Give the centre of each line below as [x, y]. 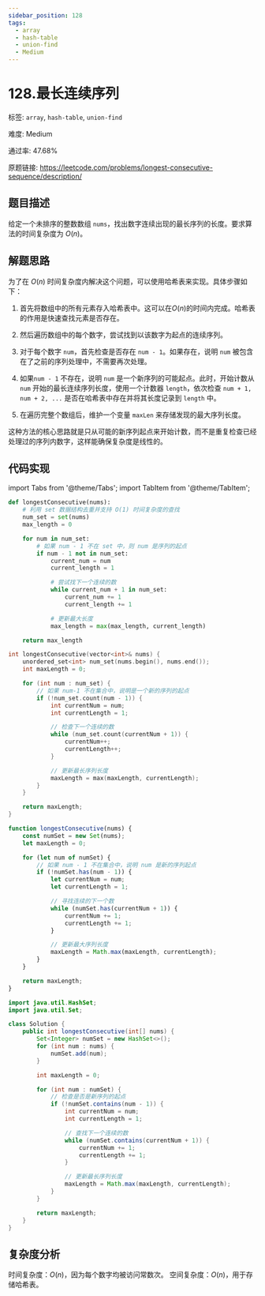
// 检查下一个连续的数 [82, 727]
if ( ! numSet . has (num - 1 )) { [84, 872]
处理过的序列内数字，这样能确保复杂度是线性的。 [88, 441]
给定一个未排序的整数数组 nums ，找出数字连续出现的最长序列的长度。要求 [127, 224]
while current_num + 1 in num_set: [109, 590]
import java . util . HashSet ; [52, 1003]
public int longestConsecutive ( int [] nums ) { [99, 1031]
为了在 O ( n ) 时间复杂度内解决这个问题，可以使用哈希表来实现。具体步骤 [125, 281]
